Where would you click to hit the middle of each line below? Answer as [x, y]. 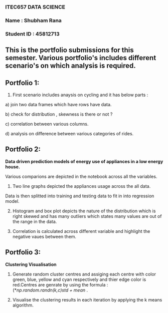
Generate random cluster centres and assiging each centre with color [84, 274]
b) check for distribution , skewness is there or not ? [59, 114]
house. [13, 167]
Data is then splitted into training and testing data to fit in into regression [80, 196]
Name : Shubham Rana [33, 20]
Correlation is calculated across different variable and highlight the [81, 231]
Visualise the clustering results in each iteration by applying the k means [87, 299]
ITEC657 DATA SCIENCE [35, 7]
